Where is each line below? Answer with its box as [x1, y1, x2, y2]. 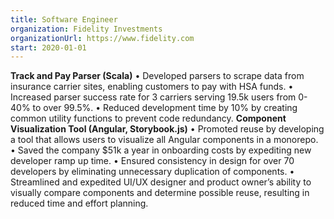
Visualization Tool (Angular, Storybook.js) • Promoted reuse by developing [10, 123, 325, 135]
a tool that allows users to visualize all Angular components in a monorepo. [10, 134, 319, 146]
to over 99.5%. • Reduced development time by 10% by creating [32, 102, 298, 114]
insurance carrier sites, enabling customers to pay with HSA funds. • [10, 81, 294, 93]
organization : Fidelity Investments [10, 24, 163, 34]
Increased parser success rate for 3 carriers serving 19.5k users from [10, 91, 297, 103]
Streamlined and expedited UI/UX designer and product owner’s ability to [10, 176, 312, 188]
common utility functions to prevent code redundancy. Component [10, 112, 287, 125]
